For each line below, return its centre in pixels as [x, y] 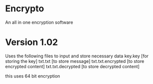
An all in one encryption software [39, 22]
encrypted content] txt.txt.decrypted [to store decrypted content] [72, 66]
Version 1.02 [32, 42]
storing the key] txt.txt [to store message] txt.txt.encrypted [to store [75, 61]
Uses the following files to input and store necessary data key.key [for [77, 56]
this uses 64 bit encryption [33, 76]
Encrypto [25, 9]
